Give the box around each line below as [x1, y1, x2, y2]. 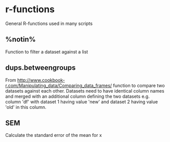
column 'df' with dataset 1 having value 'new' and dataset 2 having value [5, 98, 158, 105]
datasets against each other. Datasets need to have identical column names [5, 88, 164, 94]
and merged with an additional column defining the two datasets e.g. [5, 93, 150, 99]
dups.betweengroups [5, 64, 76, 72]
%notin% [5, 35, 36, 44]
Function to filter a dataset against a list [5, 48, 88, 54]
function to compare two [113, 82, 165, 89]
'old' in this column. [5, 104, 47, 110]
